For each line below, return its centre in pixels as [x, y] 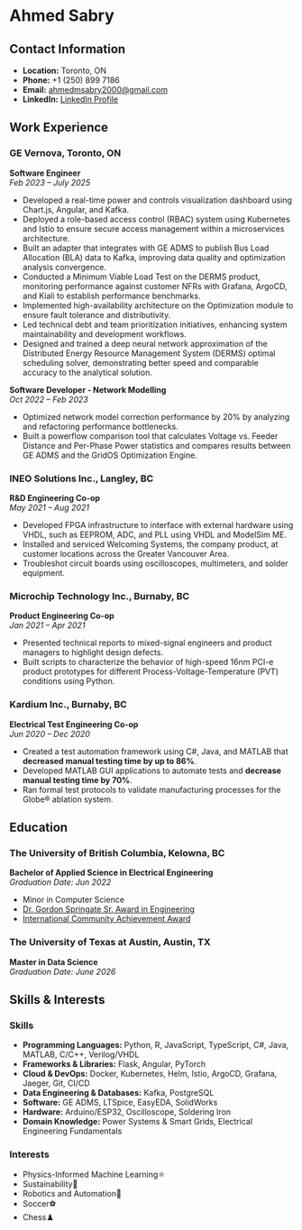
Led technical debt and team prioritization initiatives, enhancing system [155, 324]
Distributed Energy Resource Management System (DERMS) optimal [149, 353]
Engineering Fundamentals [72, 1131]
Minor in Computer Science [73, 900]
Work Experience [59, 128]
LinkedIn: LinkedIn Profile [70, 99]
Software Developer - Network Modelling [88, 389]
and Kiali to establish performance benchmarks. [111, 296]
